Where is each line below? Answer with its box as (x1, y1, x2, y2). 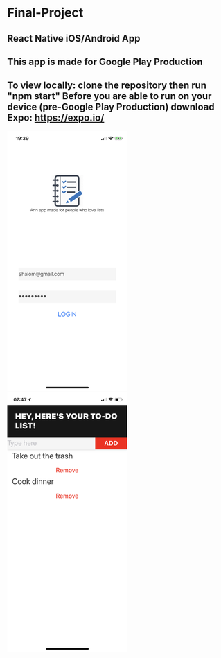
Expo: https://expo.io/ (7, 112, 105, 124)
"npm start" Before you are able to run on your (7, 90, 212, 102)
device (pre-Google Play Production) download (7, 101, 215, 113)
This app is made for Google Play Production (7, 55, 203, 67)
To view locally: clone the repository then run (7, 80, 206, 92)
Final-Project (7, 5, 84, 21)
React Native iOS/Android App (7, 33, 141, 44)
